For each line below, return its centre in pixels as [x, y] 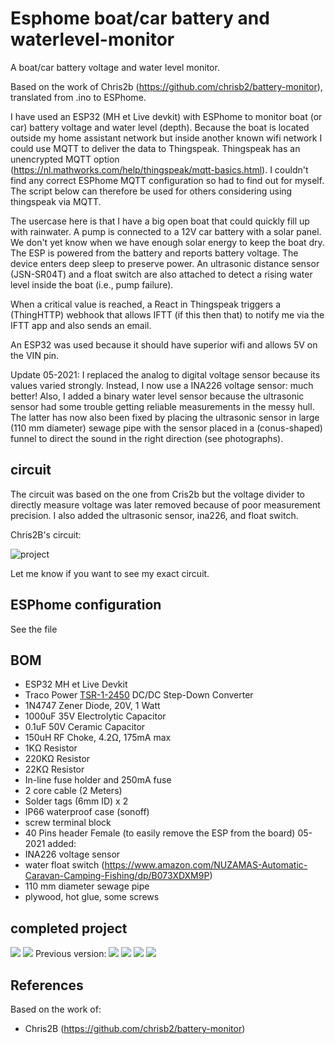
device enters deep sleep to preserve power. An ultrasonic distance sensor [165, 263]
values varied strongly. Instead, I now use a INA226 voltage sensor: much [162, 385]
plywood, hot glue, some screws [92, 897]
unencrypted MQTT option [65, 159]
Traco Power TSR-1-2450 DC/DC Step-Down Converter [139, 695]
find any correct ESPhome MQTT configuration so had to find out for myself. [167, 180]
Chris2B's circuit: [46, 534]
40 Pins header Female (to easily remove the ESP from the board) [160, 833]
